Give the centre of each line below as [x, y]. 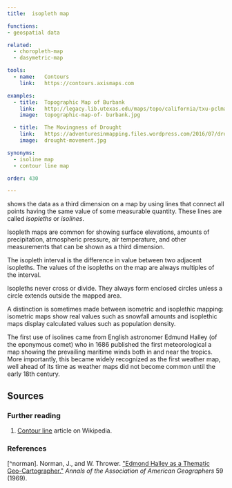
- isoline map [33, 159]
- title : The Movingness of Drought [68, 128]
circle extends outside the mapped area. [65, 296]
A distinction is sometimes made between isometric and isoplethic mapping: [116, 309]
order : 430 [23, 178]
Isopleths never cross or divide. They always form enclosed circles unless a [115, 289]
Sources [26, 396]
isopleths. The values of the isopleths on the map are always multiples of [111, 268]
